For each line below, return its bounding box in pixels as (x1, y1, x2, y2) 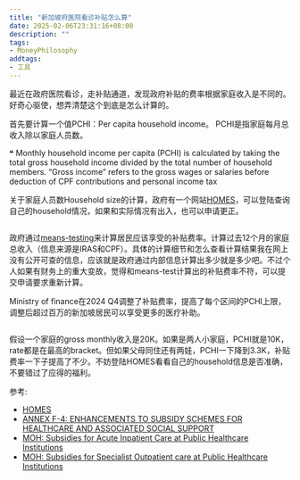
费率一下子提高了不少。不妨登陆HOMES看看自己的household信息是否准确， (9, 356, 288, 367)
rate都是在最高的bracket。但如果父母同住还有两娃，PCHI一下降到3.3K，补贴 (9, 344, 290, 355)
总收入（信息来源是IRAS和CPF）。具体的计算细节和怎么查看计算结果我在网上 (9, 243, 288, 254)
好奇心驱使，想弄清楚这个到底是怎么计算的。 (9, 99, 174, 110)
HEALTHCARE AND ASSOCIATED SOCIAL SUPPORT (21, 423, 215, 434)
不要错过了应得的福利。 (9, 367, 96, 377)
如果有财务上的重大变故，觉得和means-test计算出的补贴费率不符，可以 (16, 265, 279, 277)
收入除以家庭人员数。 (9, 129, 87, 140)
